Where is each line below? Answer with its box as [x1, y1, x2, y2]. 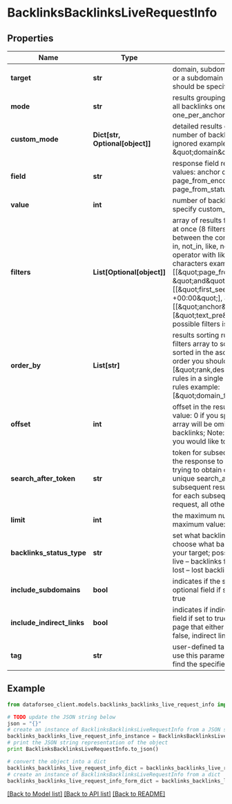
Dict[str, [93, 130, 121, 140]
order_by [10, 361, 41, 370]
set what [172, 530, 201, 540]
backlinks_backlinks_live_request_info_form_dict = [7, 777, 159, 785]
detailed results [172, 122, 223, 131]
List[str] [93, 361, 120, 370]
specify [172, 204, 197, 213]
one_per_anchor [172, 111, 226, 119]
